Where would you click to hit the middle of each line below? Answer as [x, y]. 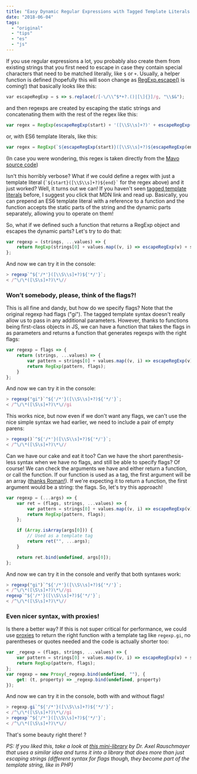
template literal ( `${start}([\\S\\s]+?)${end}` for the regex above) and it [95, 182]
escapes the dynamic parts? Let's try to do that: [64, 231]
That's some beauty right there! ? [46, 735]
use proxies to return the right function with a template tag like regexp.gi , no [98, 635]
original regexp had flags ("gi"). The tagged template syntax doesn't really [96, 314]
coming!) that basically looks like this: [51, 86]
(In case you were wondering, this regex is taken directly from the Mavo [93, 158]
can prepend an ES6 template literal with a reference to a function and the [95, 201]
